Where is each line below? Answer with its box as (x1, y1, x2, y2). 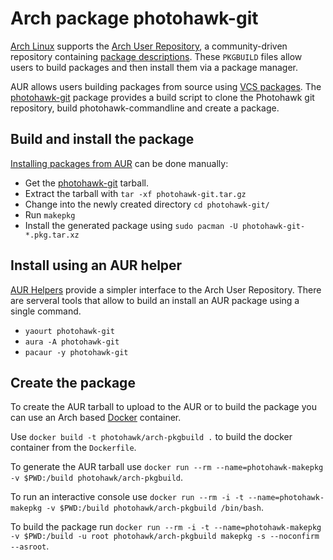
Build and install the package (10, 131, 195, 148)
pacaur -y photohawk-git (24, 347, 129, 357)
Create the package (10, 374, 136, 391)
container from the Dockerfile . (10, 442, 137, 454)
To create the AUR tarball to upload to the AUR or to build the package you (10, 401, 317, 413)
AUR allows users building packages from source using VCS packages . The (10, 80, 322, 92)
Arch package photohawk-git (10, 7, 259, 30)
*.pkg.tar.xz (24, 230, 80, 240)
